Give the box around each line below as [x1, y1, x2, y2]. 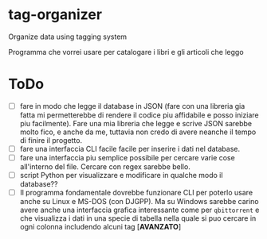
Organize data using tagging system [8, 32, 128, 41]
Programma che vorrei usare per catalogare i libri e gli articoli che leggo [8, 47, 245, 56]
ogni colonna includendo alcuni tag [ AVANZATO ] [19, 222, 182, 232]
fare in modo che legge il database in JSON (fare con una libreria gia [19, 101, 245, 110]
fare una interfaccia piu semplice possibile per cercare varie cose [19, 153, 235, 162]
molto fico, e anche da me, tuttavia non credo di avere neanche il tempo [19, 127, 257, 137]
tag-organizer [8, 6, 102, 24]
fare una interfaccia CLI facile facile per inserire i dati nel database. [19, 144, 241, 153]
